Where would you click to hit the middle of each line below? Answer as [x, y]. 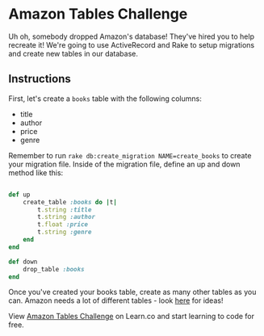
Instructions [40, 79]
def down [23, 262]
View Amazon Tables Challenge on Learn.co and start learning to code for [132, 317]
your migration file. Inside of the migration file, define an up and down [124, 164]
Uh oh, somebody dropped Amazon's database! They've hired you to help [131, 36]
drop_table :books [54, 269]
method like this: [36, 172]
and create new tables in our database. [73, 53]
